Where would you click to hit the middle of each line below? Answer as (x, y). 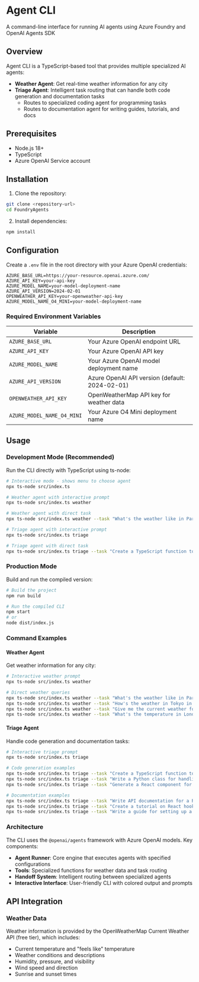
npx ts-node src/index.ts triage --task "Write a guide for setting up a (99, 812)
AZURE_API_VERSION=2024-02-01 (44, 291)
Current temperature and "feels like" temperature (75, 949)
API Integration (35, 901)
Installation (27, 179)
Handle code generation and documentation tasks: (68, 741)
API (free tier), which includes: (43, 938)
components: (22, 846)
